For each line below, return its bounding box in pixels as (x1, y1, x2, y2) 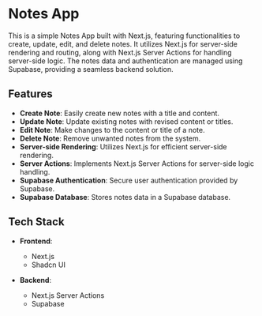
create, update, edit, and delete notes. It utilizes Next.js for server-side (8, 39, 238, 48)
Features (8, 88, 53, 101)
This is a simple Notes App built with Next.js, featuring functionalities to (8, 31, 241, 40)
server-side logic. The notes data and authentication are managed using (8, 56, 243, 66)
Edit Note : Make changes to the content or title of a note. (19, 125, 205, 134)
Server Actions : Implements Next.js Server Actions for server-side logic (19, 159, 255, 168)
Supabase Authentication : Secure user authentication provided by (19, 175, 238, 185)
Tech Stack (8, 215, 65, 229)
